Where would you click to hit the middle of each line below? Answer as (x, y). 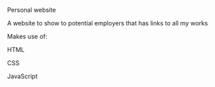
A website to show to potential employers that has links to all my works (107, 23)
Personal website (32, 10)
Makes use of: (27, 36)
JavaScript (22, 76)
